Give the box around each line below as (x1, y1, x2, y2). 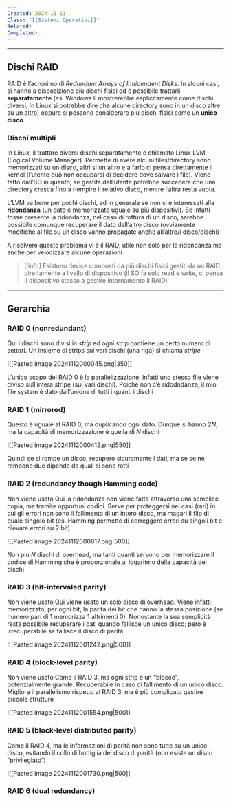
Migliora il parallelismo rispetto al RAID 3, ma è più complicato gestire (7, 688, 203, 696)
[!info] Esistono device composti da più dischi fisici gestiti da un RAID (23, 262, 221, 270)
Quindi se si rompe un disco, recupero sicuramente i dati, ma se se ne (7, 455, 205, 463)
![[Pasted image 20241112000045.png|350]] (7, 360, 133, 368)
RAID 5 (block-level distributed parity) (7, 726, 137, 735)
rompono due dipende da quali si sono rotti (7, 462, 129, 470)
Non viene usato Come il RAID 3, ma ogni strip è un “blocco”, (7, 673, 179, 682)
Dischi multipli (7, 133, 56, 142)
